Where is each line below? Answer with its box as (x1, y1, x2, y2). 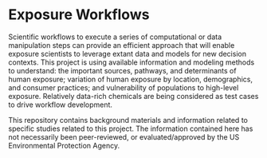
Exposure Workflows (8, 6, 150, 24)
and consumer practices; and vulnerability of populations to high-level (8, 82, 239, 93)
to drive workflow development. (8, 100, 113, 109)
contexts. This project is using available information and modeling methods (8, 57, 255, 67)
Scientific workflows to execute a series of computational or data (8, 32, 222, 41)
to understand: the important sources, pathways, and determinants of (8, 65, 237, 75)
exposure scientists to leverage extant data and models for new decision (8, 49, 247, 58)
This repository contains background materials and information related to (8, 115, 249, 124)
